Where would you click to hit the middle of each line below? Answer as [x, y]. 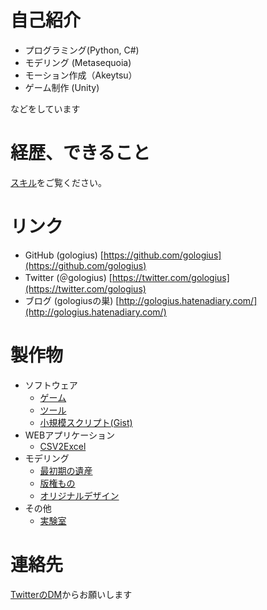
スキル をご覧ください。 [58, 182]
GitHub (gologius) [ [64, 255]
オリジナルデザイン [79, 495]
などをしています [45, 108]
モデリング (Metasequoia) [78, 62]
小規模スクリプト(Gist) [86, 422]
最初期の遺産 [66, 470]
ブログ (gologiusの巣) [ [72, 300]
